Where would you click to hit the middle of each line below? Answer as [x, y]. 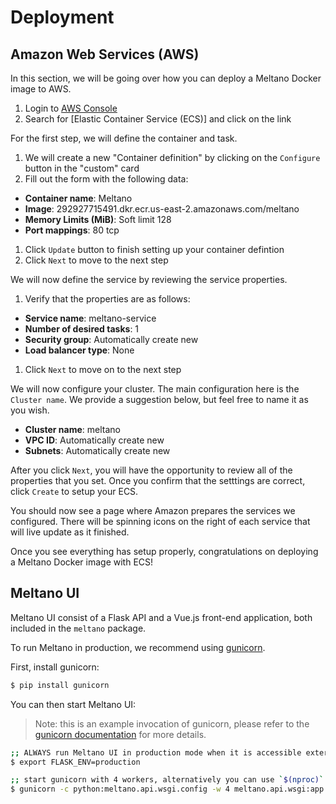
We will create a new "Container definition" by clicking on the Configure [172, 157]
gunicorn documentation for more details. [120, 734]
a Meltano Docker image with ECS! [82, 562]
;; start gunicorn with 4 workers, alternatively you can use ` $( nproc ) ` [167, 780]
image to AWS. [41, 89]
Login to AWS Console [71, 108]
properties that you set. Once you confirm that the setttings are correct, [158, 480]
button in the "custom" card [82, 168]
